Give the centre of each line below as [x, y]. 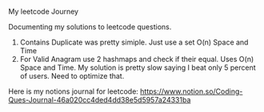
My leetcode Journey [43, 12]
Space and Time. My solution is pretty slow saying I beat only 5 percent [138, 68]
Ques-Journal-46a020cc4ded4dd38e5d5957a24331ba [100, 100]
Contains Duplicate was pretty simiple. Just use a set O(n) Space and [134, 42]
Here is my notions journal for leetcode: [73, 91]
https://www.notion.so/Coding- [191, 91]
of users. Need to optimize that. [72, 76]
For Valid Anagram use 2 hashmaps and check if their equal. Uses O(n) [137, 59]
